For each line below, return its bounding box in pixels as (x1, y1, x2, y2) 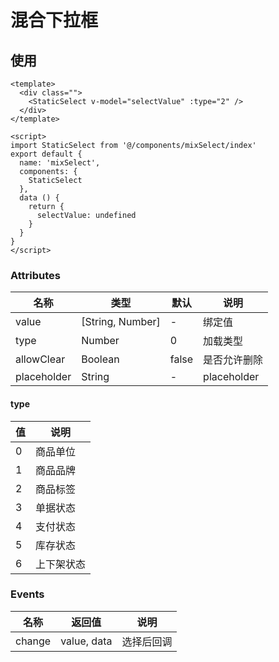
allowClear (15, 352, 66, 366)
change (15, 634, 52, 648)
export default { (10, 149, 83, 159)
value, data (60, 634, 113, 648)
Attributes (10, 268, 61, 282)
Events (10, 587, 45, 601)
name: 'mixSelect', (19, 158, 101, 168)
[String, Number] (81, 315, 161, 329)
